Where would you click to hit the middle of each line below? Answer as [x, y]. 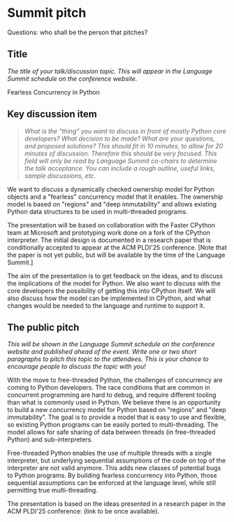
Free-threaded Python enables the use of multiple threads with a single [110, 453]
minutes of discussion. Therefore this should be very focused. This [120, 153]
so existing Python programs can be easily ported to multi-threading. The [113, 425]
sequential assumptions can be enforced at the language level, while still [112, 483]
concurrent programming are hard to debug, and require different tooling [112, 395]
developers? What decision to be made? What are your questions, [119, 139]
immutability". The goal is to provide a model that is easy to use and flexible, [117, 417]
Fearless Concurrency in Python [53, 92]
